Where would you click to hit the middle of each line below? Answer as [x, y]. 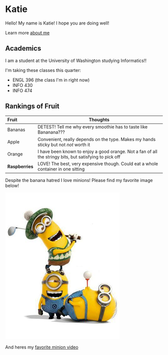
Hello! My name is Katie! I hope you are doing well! [57, 23]
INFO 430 [22, 85]
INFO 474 [22, 90]
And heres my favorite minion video [42, 347]
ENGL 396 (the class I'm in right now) [51, 80]
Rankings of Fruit [32, 106]
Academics [23, 48]
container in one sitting [61, 169]
